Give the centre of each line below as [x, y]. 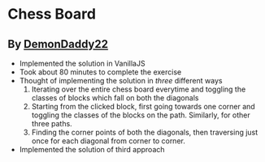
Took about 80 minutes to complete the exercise [100, 72]
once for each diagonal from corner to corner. [109, 141]
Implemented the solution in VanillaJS [82, 63]
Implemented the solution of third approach [92, 149]
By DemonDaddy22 [58, 44]
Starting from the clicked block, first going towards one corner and [143, 107]
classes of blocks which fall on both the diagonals [115, 98]
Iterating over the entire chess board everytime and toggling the [139, 89]
